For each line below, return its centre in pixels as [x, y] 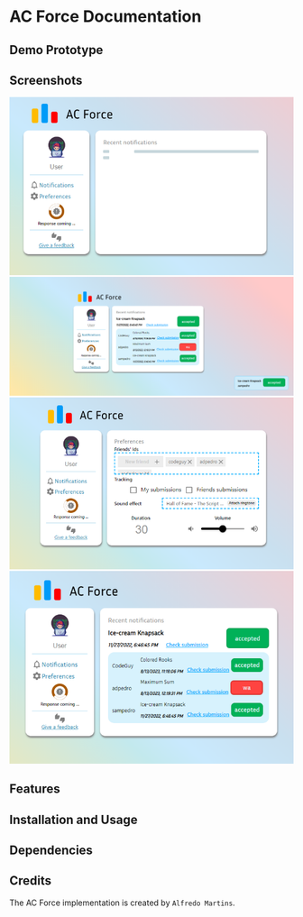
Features [35, 789]
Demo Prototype [56, 50]
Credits [31, 881]
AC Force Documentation [106, 17]
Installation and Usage [73, 819]
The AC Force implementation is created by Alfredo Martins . [123, 903]
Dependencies [51, 850]
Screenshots [46, 80]
